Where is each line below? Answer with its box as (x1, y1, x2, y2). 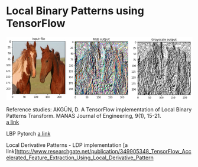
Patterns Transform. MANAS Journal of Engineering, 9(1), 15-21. (6, 112, 161, 119)
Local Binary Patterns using (6, 4, 145, 18)
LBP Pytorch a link (6, 130, 51, 137)
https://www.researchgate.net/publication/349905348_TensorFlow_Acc (16, 147, 191, 155)
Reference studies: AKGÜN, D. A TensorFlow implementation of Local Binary (6, 105, 192, 113)
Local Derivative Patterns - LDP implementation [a (6, 141, 128, 149)
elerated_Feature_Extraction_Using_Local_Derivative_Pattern (6, 154, 154, 161)
